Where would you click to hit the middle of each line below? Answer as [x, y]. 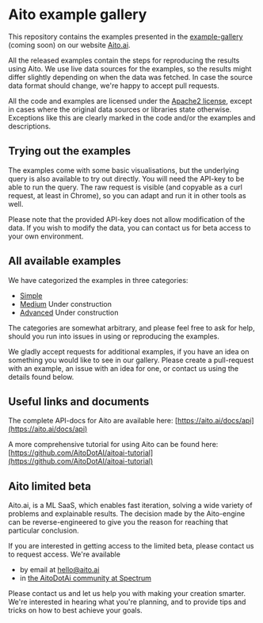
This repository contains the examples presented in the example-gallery [126, 36]
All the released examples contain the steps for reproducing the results [124, 60]
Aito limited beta [50, 486]
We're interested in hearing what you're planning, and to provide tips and [127, 602]
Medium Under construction [66, 304]
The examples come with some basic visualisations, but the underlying [124, 170]
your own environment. [46, 236]
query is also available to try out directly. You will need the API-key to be [126, 178]
